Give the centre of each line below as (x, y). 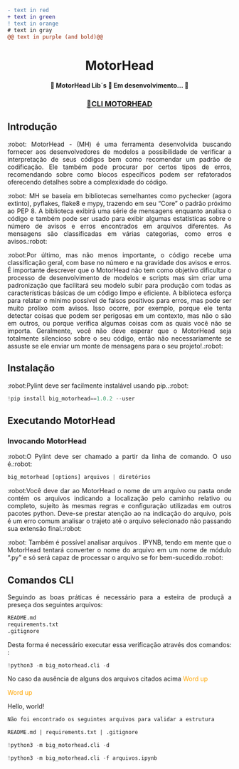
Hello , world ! (26, 706)
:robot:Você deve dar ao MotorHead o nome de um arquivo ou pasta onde (119, 491)
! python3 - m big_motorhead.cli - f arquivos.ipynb (83, 758)
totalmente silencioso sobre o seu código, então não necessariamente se (119, 338)
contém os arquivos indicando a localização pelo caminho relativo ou (119, 498)
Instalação (31, 368)
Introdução (32, 127)
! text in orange (33, 24)
